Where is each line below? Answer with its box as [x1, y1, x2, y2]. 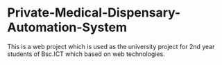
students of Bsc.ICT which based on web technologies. [7, 50, 165, 58]
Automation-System [7, 19, 127, 35]
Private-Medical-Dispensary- [7, 5, 181, 21]
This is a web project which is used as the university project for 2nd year [7, 42, 215, 50]
